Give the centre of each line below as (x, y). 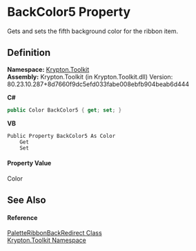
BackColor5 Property (69, 12)
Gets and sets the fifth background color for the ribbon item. (92, 31)
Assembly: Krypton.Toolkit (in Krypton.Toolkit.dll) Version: (90, 77)
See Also (27, 200)
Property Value (29, 163)
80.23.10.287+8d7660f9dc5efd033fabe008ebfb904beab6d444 (98, 84)
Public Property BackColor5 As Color (61, 136)
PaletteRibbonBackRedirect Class (55, 233)
